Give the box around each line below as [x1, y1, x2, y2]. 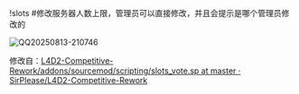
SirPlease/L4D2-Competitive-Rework [9, 75, 148, 85]
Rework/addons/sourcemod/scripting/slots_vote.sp [9, 65, 200, 76]
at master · [201, 65, 241, 76]
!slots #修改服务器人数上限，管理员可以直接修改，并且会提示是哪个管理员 [9, 8, 282, 18]
